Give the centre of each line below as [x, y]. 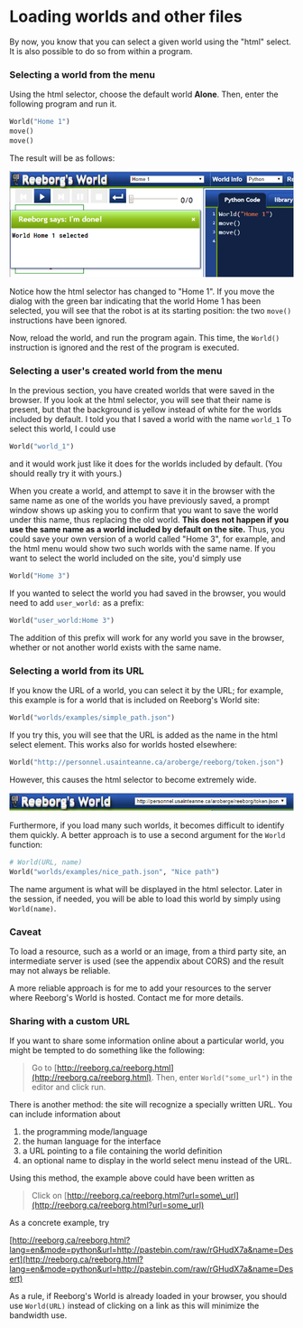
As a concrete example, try [60, 1223]
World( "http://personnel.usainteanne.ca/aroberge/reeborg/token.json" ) [147, 763]
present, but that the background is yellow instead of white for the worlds [146, 410]
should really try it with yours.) [66, 474]
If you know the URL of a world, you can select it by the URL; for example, [147, 691]
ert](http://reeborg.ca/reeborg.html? [77, 1259]
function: [26, 844]
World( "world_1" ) [42, 447]
